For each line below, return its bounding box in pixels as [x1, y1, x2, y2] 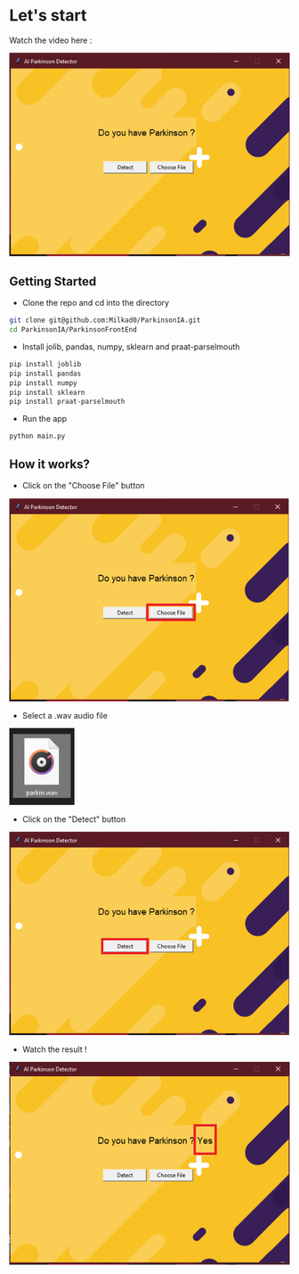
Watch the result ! [21, 1044, 87, 1055]
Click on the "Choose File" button [21, 481, 145, 491]
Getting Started [9, 274, 97, 289]
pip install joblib [9, 359, 82, 368]
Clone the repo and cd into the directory [21, 298, 170, 308]
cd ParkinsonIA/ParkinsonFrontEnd [9, 325, 138, 334]
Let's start [9, 5, 87, 26]
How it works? [9, 456, 91, 472]
